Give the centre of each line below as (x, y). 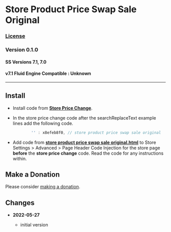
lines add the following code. (43, 123)
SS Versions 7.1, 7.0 (26, 62)
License (15, 36)
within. (20, 158)
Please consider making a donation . (43, 187)
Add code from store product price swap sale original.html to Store (84, 142)
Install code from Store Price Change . (52, 108)
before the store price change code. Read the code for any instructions (88, 153)
